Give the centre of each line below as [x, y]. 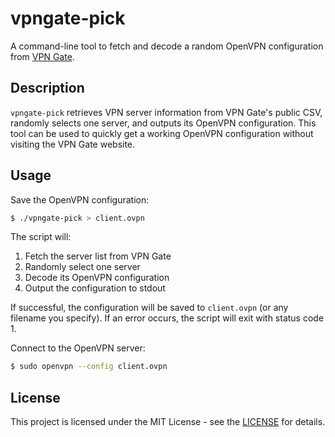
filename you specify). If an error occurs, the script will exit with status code [167, 318]
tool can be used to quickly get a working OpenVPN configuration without [162, 133]
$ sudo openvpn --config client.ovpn [89, 367]
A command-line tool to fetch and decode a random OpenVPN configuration [167, 46]
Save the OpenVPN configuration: [80, 199]
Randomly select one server [82, 267]
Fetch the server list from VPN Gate [98, 256]
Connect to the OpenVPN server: [78, 348]
